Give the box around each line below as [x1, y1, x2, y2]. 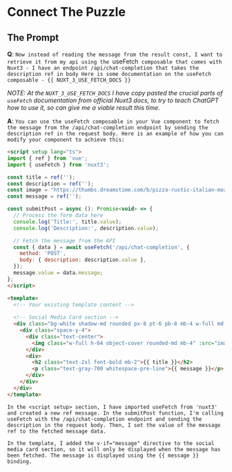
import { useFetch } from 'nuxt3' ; [7, 161, 110, 168]
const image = [7, 187, 48, 193]
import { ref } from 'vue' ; [7, 155, 88, 162]
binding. [7, 457, 32, 465]
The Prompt [7, 32, 59, 44]
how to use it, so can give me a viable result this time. [7, 104, 160, 111]
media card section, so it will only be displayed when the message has [7, 446, 221, 453]
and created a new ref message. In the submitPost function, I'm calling [7, 409, 224, 417]
